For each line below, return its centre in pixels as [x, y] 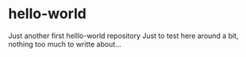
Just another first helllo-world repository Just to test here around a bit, [123, 36]
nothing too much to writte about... [65, 44]
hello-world [48, 14]
